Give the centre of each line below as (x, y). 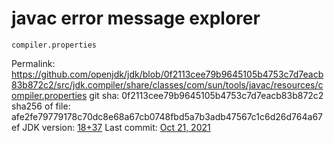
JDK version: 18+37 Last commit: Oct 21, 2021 (116, 127)
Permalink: (33, 63)
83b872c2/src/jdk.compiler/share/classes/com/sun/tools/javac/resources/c (167, 84)
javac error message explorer (136, 18)
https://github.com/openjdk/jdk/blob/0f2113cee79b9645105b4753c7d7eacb (167, 74)
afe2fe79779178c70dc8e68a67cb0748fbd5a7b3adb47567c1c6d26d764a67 (167, 116)
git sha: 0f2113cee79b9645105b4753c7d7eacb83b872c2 (206, 95)
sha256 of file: (41, 106)
